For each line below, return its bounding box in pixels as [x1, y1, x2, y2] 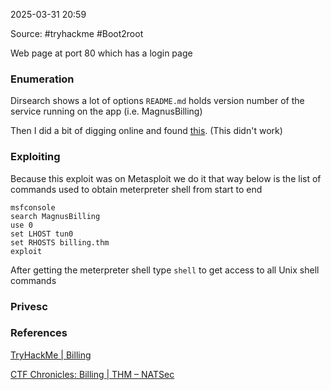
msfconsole [10, 202, 56, 213]
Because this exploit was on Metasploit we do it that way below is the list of [10, 172, 322, 184]
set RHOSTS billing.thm [10, 237, 110, 248]
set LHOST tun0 [10, 229, 74, 239]
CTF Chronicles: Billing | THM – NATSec [10, 368, 175, 380]
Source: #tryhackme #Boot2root [10, 28, 144, 39]
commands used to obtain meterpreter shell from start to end [10, 183, 263, 195]
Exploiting [10, 150, 61, 164]
